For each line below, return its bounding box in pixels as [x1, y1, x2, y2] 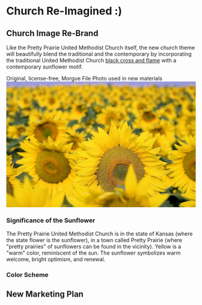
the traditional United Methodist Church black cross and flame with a [6, 57, 177, 64]
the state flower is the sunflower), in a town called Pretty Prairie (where [6, 236, 182, 244]
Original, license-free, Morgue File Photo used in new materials [6, 75, 162, 82]
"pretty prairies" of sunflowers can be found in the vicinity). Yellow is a [6, 243, 182, 250]
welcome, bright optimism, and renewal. [6, 255, 106, 262]
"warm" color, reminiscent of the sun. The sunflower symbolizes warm [6, 249, 181, 256]
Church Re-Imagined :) [6, 4, 122, 18]
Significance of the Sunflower [6, 216, 96, 225]
